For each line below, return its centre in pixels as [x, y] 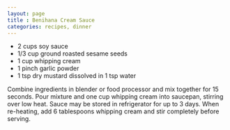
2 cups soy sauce [43, 47]
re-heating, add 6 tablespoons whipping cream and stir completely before [113, 111]
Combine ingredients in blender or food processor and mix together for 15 [113, 89]
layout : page [26, 14]
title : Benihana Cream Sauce [51, 20]
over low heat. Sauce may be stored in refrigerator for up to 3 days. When [113, 104]
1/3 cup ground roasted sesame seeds [72, 54]
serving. [19, 119]
